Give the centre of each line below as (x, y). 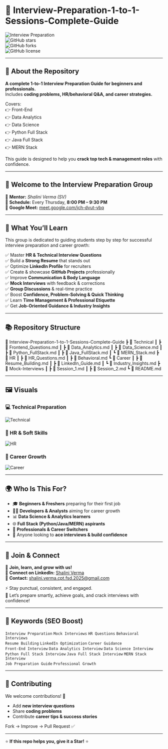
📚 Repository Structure (43, 327)
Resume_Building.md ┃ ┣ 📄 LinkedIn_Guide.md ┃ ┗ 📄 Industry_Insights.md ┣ (83, 363)
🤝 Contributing (28, 684)
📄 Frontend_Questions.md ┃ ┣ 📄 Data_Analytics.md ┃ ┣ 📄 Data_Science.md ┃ (84, 347)
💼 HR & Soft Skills (26, 433)
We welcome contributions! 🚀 (35, 696)
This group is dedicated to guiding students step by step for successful (79, 240)
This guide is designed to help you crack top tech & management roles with (84, 159)
